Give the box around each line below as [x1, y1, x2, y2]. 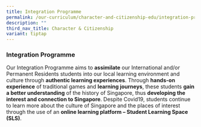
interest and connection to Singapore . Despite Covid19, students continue [6, 96, 191, 103]
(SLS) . [6, 114, 22, 122]
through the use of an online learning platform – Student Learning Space [6, 109, 188, 116]
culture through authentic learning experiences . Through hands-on [6, 77, 175, 84]
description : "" [6, 20, 47, 26]
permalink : [6, 14, 33, 20]
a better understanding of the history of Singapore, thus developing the [6, 89, 185, 97]
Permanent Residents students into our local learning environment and [6, 70, 180, 78]
